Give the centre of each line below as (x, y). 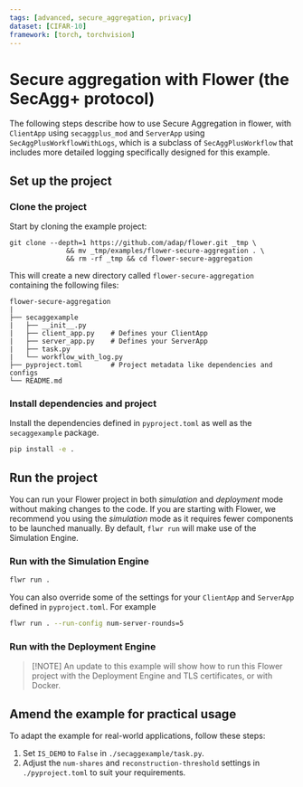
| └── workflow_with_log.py (66, 357)
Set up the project (61, 180)
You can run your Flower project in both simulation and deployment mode (147, 499)
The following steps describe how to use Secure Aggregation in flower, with (151, 124)
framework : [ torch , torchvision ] (72, 34)
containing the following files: (64, 285)
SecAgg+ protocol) (82, 98)
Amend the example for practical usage (123, 714)
